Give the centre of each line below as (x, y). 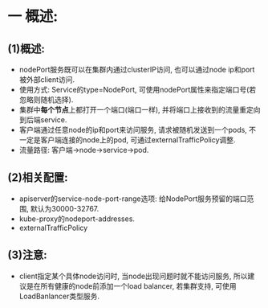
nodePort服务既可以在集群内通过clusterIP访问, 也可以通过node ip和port (137, 70)
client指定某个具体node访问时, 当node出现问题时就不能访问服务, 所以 (133, 276)
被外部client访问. (47, 80)
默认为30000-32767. (65, 208)
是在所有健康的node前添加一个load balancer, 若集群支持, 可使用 (132, 285)
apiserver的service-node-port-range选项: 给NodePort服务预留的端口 (133, 199)
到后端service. (43, 120)
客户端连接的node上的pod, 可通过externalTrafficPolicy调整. (138, 140)
